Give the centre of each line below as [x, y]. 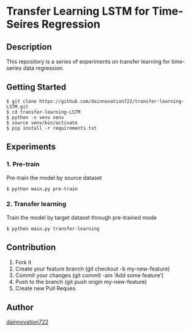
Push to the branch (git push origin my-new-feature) [81, 281]
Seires [23, 24]
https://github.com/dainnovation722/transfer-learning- [111, 101]
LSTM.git [17, 106]
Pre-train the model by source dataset [54, 177]
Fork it [23, 262]
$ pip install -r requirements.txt [52, 128]
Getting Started [36, 87]
